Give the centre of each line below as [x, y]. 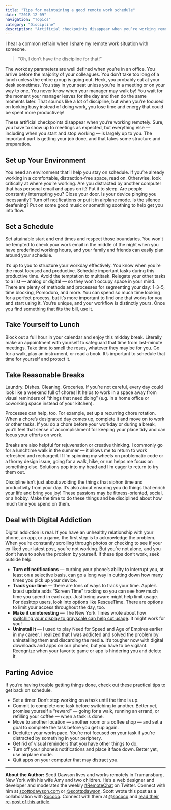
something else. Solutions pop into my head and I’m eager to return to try [82, 467]
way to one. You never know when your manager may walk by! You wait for [84, 91]
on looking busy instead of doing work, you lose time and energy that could [84, 107]
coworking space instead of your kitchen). [50, 403]
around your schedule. [29, 255]
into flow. [15, 210]
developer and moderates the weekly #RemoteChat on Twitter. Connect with [85, 785]
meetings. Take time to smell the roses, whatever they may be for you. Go [82, 348]
